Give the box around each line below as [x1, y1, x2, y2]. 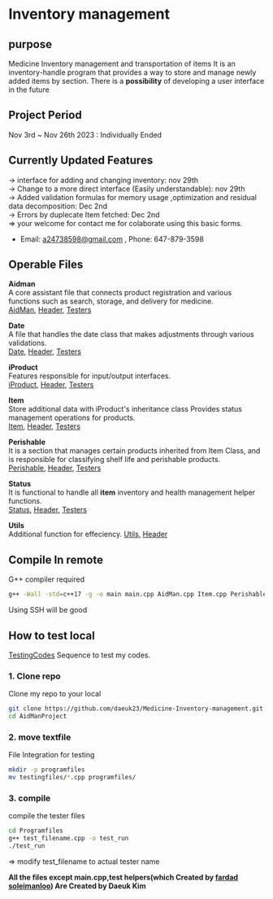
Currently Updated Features [8, 154, 154, 168]
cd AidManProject [8, 713, 67, 721]
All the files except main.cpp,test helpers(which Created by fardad [8, 872, 238, 882]
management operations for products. [8, 412, 136, 423]
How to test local [8, 628, 95, 643]
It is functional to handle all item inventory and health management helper [8, 487, 256, 497]
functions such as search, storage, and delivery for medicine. [8, 296, 214, 306]
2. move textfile [8, 731, 71, 743]
